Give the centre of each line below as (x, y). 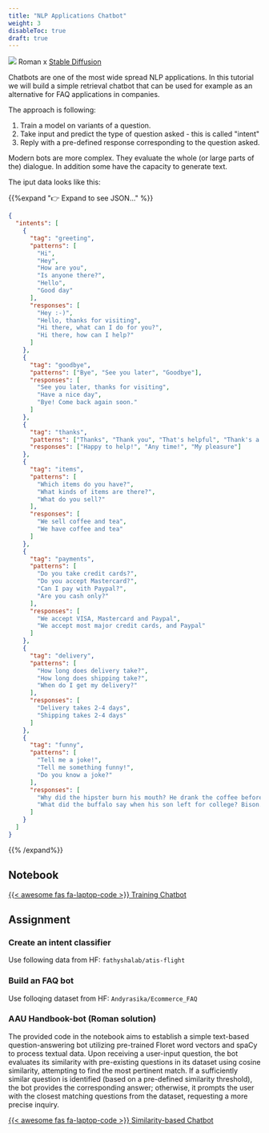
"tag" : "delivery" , (62, 656)
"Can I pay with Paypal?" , (82, 589)
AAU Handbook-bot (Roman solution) (82, 1019)
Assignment (39, 919)
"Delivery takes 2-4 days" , (84, 708)
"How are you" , (62, 268)
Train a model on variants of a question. (85, 126)
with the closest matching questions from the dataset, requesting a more (128, 1096)
